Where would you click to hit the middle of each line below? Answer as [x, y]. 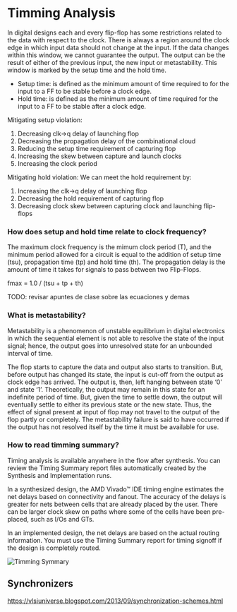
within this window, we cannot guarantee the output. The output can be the [116, 55]
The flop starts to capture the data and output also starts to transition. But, [115, 367]
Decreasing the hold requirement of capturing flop [91, 198]
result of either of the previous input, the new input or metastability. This [112, 62]
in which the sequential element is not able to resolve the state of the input [116, 338]
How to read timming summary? [63, 445]
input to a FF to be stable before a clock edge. [85, 91]
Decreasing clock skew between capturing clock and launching [110, 205]
